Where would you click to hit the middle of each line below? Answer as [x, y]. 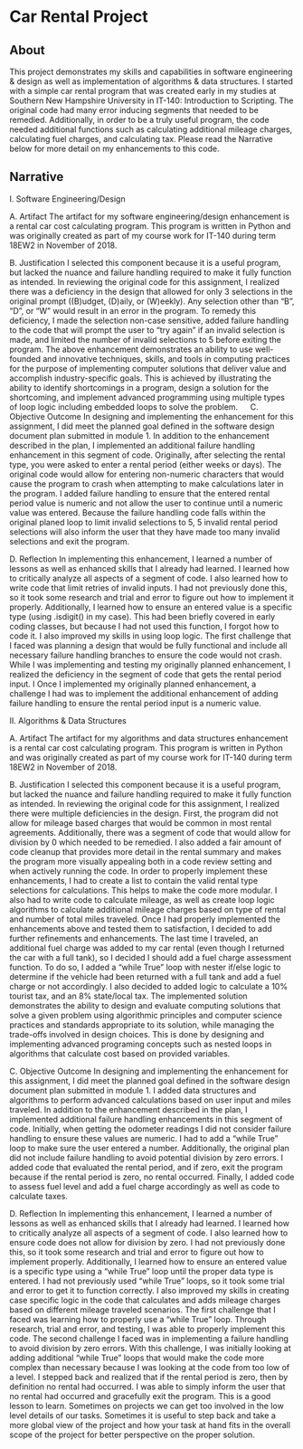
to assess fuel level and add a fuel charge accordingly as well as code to [145, 1186]
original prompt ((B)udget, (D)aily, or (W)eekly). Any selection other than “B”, [152, 301]
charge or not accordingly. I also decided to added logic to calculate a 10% [148, 986]
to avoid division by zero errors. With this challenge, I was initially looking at [150, 1348]
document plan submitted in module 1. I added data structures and [133, 1090]
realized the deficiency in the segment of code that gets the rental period [146, 674]
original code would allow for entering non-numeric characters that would [147, 474]
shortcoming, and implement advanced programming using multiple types [147, 397]
